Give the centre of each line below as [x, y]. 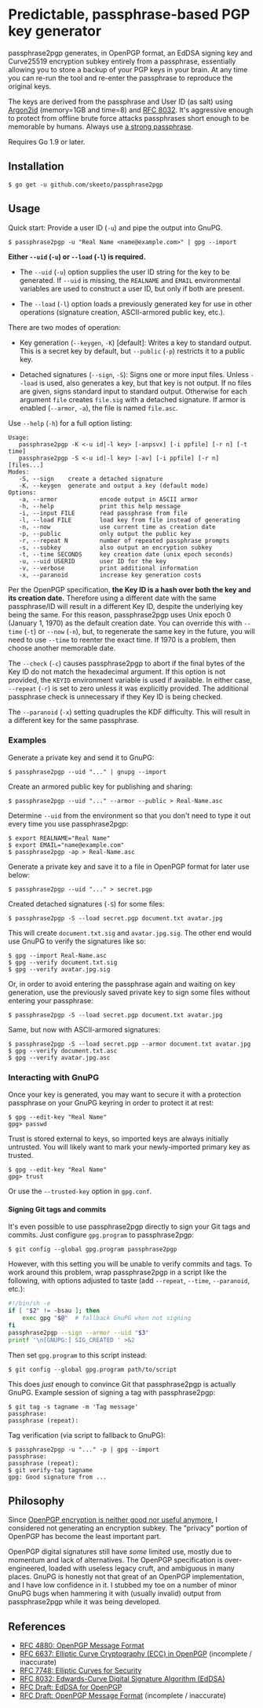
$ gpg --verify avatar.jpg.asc [59, 1057]
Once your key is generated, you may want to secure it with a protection [125, 1094]
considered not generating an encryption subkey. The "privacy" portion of [128, 1528]
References [37, 1627]
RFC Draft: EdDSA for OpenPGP [71, 1688]
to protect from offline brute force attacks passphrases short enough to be [129, 118]
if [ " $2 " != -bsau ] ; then [54, 1311]
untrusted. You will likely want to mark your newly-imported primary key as [129, 1147]
